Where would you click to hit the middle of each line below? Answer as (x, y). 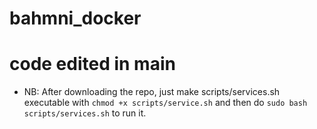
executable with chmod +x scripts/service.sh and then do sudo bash (165, 103)
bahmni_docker (75, 18)
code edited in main (92, 64)
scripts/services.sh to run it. (85, 113)
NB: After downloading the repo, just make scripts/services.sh (152, 92)
